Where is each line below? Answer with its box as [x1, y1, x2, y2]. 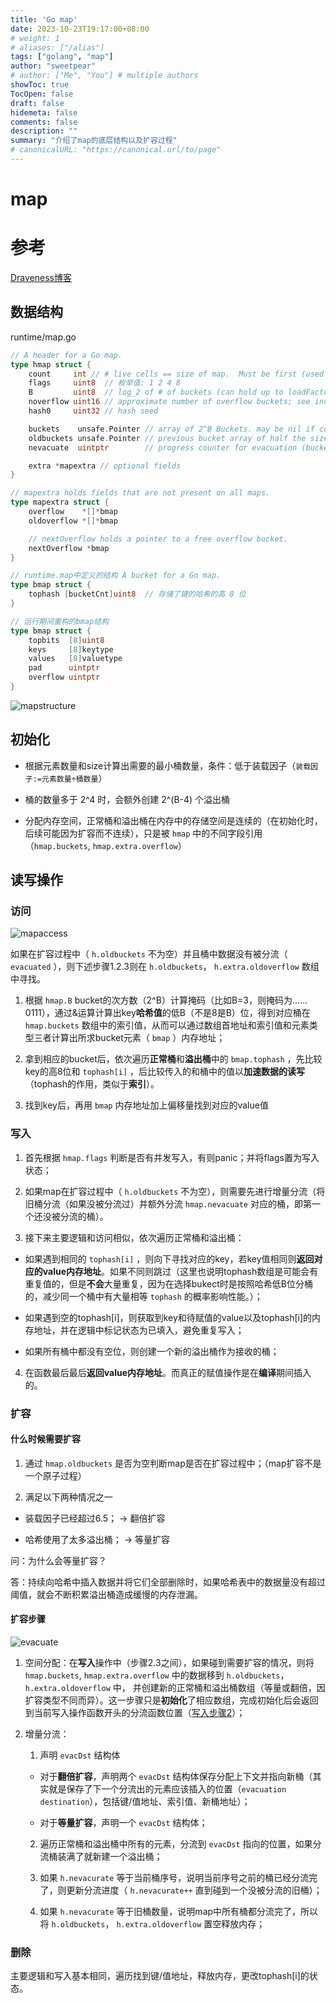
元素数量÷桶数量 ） [41, 772, 108, 784]
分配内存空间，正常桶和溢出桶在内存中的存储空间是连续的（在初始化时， [24, 814, 323, 826]
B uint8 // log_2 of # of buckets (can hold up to [28, 387, 284, 398]
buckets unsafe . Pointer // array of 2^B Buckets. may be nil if [28, 424, 315, 434]
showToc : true [10, 80, 70, 90]
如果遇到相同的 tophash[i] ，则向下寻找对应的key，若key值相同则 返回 [24, 1252, 315, 1265]
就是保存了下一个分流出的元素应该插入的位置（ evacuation [48, 1783, 287, 1795]
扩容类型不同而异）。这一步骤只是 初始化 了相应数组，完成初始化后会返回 [24, 1694, 319, 1706]
